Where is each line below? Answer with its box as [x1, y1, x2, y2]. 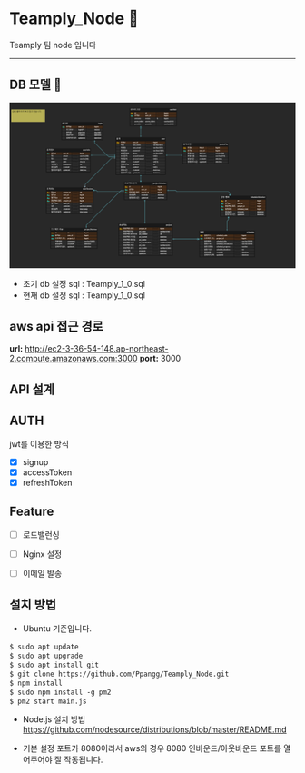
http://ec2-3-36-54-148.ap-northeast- [25, 343, 169, 354]
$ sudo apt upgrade [9, 651, 84, 660]
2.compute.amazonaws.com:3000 [9, 353, 138, 364]
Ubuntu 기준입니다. [22, 622, 93, 634]
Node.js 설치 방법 [22, 713, 86, 725]
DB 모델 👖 [9, 77, 62, 93]
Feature [9, 504, 54, 520]
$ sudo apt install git [9, 660, 100, 669]
